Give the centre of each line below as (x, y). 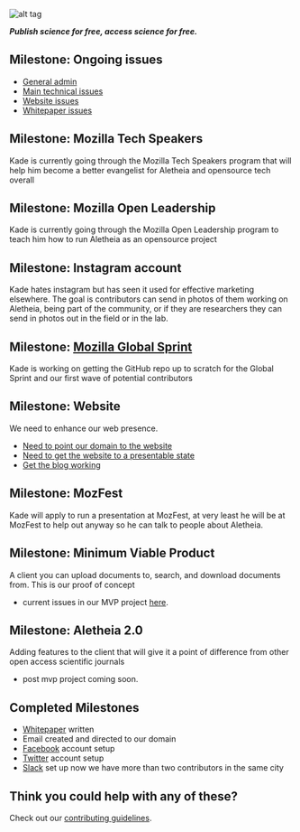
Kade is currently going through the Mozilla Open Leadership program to (144, 229)
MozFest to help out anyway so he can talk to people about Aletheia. (136, 525)
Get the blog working (61, 464)
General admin (50, 81)
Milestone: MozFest (66, 494)
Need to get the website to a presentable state (109, 455)
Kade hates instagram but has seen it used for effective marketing (132, 290)
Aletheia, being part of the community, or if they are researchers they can (145, 309)
